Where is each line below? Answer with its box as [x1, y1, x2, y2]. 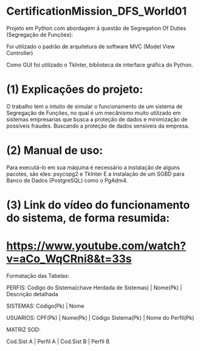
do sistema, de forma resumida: [6, 211, 170, 225]
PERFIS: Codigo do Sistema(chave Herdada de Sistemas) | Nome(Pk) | [6, 284, 182, 291]
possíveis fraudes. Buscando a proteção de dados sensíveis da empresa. [6, 122, 190, 129]
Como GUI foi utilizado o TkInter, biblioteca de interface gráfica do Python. [6, 61, 193, 68]
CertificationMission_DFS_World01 [6, 4, 187, 18]
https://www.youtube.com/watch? [6, 239, 187, 253]
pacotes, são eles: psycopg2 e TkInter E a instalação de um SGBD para [6, 170, 185, 178]
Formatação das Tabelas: [6, 272, 70, 279]
